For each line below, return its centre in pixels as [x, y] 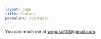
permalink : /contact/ [27, 18]
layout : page [18, 9]
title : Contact [20, 14]
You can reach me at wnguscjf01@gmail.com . [51, 32]
